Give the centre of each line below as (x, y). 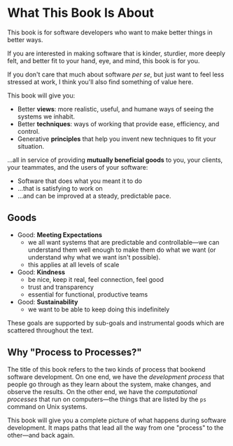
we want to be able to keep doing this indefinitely (99, 309)
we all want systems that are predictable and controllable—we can (123, 242)
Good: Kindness (41, 272)
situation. (30, 146)
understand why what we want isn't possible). (94, 257)
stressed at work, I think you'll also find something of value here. (100, 81)
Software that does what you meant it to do (79, 181)
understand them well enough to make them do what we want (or (122, 250)
